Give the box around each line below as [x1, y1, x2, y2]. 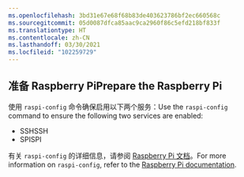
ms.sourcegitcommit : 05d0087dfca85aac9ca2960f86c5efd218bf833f [8, 19, 221, 27]
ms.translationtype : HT [8, 26, 87, 34]
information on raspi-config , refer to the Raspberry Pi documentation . [8, 160, 237, 169]
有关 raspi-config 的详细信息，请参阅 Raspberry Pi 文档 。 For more [8, 151, 227, 160]
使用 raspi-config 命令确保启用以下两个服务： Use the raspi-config [8, 102, 228, 111]
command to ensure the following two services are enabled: [8, 111, 204, 120]
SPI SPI [19, 134, 42, 144]
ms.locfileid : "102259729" [8, 48, 97, 56]
